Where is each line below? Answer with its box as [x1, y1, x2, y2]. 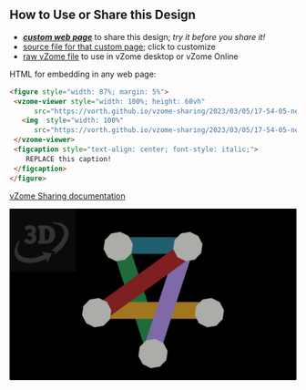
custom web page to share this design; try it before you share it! [22, 31, 266, 42]
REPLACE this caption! [25, 154, 112, 163]
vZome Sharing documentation [9, 190, 126, 201]
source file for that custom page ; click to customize [22, 41, 216, 52]
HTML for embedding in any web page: [9, 68, 157, 79]
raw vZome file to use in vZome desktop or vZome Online [22, 50, 239, 62]
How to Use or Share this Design [9, 7, 196, 23]
